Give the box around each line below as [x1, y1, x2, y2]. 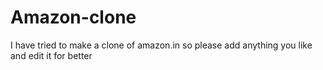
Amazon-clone [10, 6, 137, 29]
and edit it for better [10, 49, 93, 61]
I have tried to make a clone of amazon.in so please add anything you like [10, 39, 313, 51]
